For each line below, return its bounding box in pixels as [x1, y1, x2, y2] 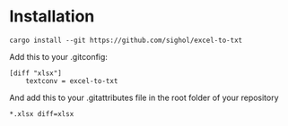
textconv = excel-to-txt [25, 76, 118, 86]
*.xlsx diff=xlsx [9, 109, 74, 118]
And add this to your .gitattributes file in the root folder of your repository [9, 92, 280, 103]
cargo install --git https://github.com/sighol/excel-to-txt [9, 36, 243, 45]
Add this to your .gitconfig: [9, 51, 108, 62]
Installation [9, 6, 95, 27]
